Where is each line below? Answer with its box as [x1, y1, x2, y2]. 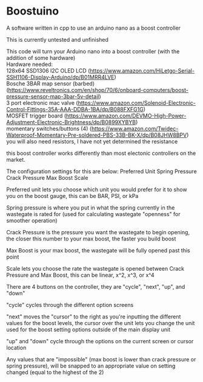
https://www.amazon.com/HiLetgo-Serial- [90, 67, 195, 74]
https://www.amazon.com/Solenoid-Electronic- [78, 99, 196, 107]
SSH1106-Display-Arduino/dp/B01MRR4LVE [6, 73, 115, 81]
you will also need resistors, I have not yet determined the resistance [6, 137, 178, 145]
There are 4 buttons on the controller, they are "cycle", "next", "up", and [6, 283, 185, 290]
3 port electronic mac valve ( [6, 99, 78, 107]
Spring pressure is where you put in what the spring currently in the [6, 204, 175, 211]
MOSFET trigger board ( [6, 112, 67, 119]
